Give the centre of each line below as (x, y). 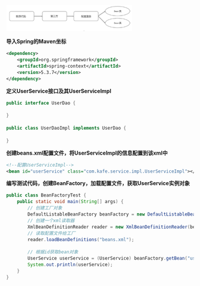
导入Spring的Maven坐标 (36, 41)
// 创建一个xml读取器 (51, 220)
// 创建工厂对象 (45, 208)
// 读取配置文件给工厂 (51, 233)
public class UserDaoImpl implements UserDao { (66, 128)
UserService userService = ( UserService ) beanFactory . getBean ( (107, 259)
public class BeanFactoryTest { (46, 195)
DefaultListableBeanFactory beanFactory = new (86, 214)
